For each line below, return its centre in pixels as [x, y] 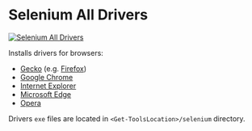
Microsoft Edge [46, 94]
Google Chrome [46, 77]
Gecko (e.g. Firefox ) [53, 68]
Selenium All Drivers [78, 15]
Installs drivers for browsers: [56, 53]
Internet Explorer [48, 86]
